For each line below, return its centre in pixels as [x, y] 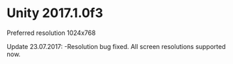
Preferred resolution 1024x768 [52, 33]
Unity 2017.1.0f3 [55, 13]
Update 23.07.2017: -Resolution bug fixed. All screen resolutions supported [116, 46]
